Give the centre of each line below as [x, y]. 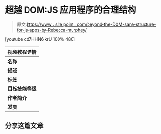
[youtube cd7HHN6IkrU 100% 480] [40, 39]
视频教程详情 [22, 52]
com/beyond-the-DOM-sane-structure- [117, 24]
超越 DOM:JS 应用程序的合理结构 [71, 10]
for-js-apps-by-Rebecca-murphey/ [52, 30]
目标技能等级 [22, 89]
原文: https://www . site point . [46, 24]
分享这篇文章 [24, 126]
